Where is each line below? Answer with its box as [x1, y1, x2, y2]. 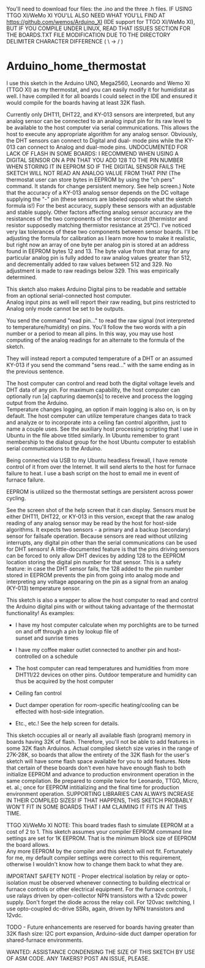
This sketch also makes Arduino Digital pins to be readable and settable [6, 285, 187, 293]
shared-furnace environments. [6, 936, 84, 943]
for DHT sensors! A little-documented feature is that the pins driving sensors [6, 545, 199, 553]
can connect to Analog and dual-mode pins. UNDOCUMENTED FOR [17, 143, 188, 151]
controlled [15, 652, 41, 660]
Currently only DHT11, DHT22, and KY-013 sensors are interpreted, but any [6, 110, 195, 118]
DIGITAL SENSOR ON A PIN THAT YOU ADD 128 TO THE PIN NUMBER [6, 156, 184, 164]
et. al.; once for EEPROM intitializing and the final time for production [6, 784, 179, 791]
